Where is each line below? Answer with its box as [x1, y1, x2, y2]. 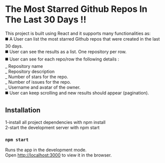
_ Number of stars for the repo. [5, 73, 68, 80]
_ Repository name [5, 63, 43, 69]
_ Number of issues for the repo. [5, 79, 71, 85]
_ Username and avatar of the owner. [5, 84, 81, 90]
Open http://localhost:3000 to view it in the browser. [5, 152, 112, 158]
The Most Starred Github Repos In [5, 3, 148, 15]
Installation [5, 106, 41, 114]
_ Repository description [5, 68, 55, 74]
